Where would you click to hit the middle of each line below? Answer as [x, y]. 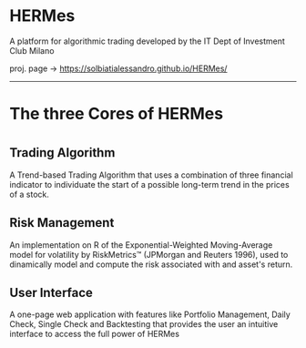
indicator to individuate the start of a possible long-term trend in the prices [149, 184]
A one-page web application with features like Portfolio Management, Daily [150, 314]
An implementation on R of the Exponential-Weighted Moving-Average [141, 245]
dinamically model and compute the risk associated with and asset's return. [151, 264]
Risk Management [62, 223]
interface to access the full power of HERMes [95, 334]
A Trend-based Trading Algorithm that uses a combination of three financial [151, 175]
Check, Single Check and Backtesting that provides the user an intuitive [144, 324]
